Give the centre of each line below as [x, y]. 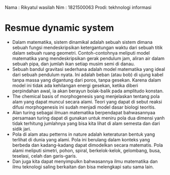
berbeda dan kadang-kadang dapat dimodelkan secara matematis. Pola [88, 145]
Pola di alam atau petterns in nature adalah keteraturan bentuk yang [83, 134]
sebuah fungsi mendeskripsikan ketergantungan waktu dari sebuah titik [87, 47]
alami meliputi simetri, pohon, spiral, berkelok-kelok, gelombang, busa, [87, 151]
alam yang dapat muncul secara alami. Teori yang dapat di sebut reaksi [87, 102]
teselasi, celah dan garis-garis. [44, 156]
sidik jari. [22, 129]
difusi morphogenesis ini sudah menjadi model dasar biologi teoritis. [84, 107]
